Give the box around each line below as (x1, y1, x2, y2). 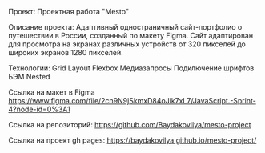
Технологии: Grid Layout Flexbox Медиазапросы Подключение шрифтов (8, 63, 255, 73)
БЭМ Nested (8, 72, 50, 81)
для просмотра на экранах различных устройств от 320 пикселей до (8, 39, 246, 49)
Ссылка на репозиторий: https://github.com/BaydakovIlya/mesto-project (8, 120, 251, 129)
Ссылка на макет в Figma (8, 87, 95, 97)
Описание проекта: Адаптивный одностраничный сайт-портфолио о (8, 22, 243, 31)
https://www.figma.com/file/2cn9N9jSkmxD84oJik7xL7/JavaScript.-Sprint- (8, 96, 256, 105)
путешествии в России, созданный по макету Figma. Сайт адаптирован (8, 31, 254, 40)
